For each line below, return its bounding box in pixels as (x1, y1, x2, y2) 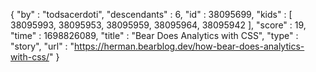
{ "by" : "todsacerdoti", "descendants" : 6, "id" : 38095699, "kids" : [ (10, 9, 293, 20)
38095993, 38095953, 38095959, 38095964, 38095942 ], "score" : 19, (10, 19, 307, 31)
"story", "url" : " (10, 40, 75, 52)
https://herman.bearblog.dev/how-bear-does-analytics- (74, 40, 305, 52)
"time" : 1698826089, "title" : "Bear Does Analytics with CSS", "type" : (10, 30, 299, 41)
